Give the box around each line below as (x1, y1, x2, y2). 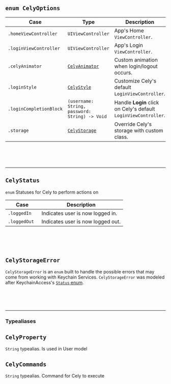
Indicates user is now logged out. (41, 218, 121, 225)
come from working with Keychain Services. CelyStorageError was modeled (5, 274, 165, 280)
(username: (67, 98, 94, 104)
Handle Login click (114, 99, 159, 106)
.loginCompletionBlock (8, 106, 63, 112)
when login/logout (114, 63, 158, 70)
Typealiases (5, 318, 36, 325)
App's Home (114, 27, 144, 34)
